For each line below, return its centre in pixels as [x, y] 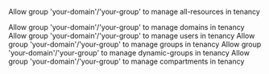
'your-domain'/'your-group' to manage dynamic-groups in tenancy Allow [129, 53]
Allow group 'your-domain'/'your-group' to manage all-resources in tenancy [134, 12]
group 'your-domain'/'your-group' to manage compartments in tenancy [126, 61]
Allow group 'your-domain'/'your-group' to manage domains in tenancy [126, 27]
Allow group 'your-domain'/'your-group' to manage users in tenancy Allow [132, 36]
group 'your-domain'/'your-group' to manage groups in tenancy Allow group [135, 44]
